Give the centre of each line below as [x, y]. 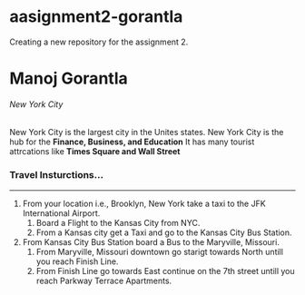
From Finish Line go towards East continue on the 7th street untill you [165, 270]
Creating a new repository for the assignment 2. [99, 42]
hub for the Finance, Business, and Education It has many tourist [132, 142]
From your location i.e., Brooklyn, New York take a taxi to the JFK [144, 203]
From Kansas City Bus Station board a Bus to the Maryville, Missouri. [151, 241]
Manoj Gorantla [69, 79]
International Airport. [61, 213]
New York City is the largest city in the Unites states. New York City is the [147, 133]
